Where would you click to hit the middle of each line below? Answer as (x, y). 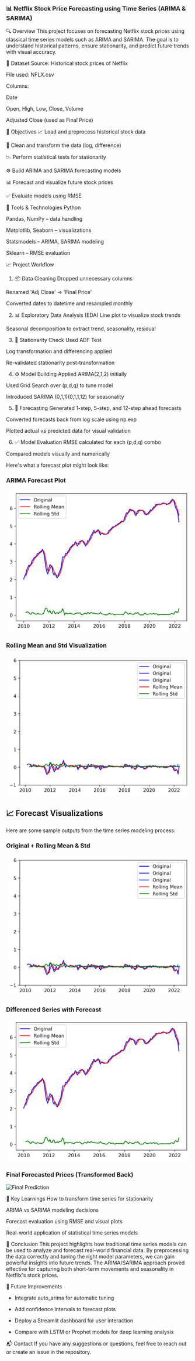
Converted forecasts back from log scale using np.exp (72, 419)
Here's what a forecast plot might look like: (58, 465)
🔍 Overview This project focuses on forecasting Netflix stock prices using (95, 31)
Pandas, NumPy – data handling (44, 219)
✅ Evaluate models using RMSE (44, 196)
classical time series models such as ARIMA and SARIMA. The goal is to (93, 40)
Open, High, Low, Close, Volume (45, 109)
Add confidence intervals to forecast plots (65, 1309)
